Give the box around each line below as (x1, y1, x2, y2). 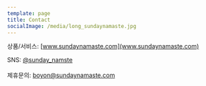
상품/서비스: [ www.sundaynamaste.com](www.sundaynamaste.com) (7, 42, 199, 51)
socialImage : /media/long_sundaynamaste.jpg (7, 23, 137, 29)
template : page (7, 10, 51, 17)
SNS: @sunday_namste (7, 56, 73, 64)
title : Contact (7, 16, 51, 23)
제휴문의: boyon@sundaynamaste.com (7, 71, 115, 79)
